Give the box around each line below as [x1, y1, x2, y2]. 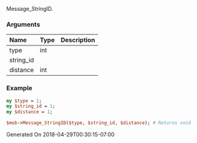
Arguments [6, 20, 41, 28]
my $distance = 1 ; [6, 109, 53, 115]
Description [60, 36, 95, 44]
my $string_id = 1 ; [6, 103, 56, 110]
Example [6, 84, 33, 93]
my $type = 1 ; [6, 98, 42, 104]
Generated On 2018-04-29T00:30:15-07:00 [6, 131, 115, 138]
